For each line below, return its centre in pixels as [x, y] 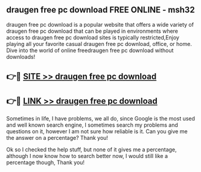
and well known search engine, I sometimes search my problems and [92, 125]
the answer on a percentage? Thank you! [57, 138]
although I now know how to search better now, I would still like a [87, 156]
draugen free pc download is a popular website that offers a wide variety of [100, 24]
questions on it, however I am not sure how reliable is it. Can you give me [97, 131]
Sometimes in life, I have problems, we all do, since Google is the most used [101, 119]
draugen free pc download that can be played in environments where [92, 31]
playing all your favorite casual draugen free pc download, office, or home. [99, 44]
